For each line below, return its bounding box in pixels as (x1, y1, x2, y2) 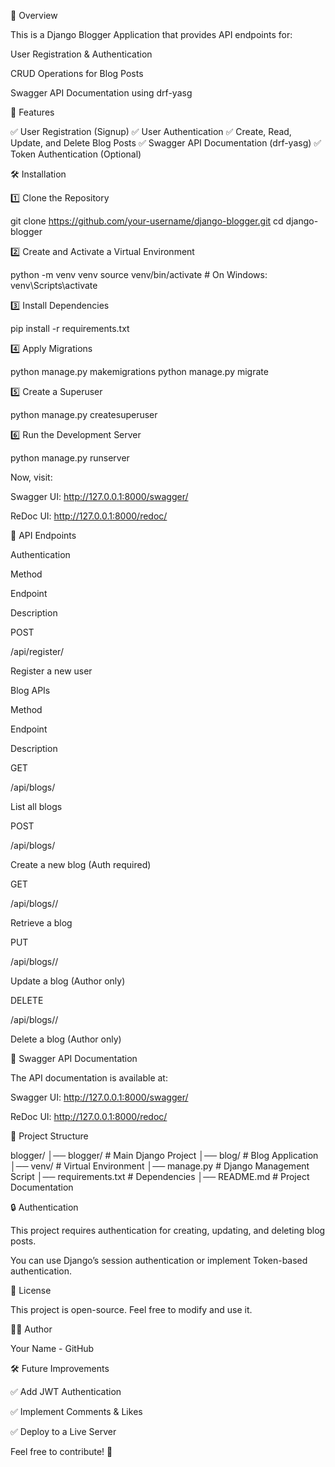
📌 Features (10, 106, 55, 118)
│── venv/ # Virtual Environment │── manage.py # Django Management (10, 1160, 310, 1172)
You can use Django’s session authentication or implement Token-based (10, 1255, 308, 1266)
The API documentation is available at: (10, 1072, 168, 1084)
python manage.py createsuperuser (10, 409, 158, 420)
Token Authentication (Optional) (10, 148, 142, 160)
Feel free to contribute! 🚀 (10, 1446, 113, 1457)
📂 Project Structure (10, 1130, 89, 1142)
